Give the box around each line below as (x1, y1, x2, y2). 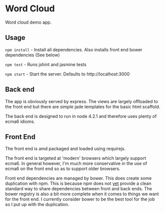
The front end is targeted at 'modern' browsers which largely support (5, 155, 147, 161)
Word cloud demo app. (5, 19, 52, 25)
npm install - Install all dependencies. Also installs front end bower (5, 46, 143, 52)
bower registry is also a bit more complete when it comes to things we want (5, 191, 159, 197)
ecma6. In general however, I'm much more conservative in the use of (5, 161, 147, 167)
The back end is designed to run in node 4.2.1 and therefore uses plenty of (5, 113, 157, 119)
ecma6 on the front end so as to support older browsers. (5, 166, 121, 172)
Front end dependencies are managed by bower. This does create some (5, 176, 152, 181)
